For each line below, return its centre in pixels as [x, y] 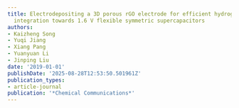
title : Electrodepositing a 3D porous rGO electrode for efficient [110, 14]
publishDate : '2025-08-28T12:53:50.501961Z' [74, 73]
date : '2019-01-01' [36, 67]
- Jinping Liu [28, 60]
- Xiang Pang [27, 47]
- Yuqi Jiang [27, 40]
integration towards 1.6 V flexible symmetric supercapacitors [109, 21]
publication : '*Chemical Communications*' [71, 93]
